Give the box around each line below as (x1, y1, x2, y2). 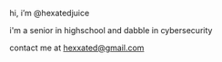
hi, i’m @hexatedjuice (9, 8, 90, 18)
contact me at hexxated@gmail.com (9, 42, 145, 53)
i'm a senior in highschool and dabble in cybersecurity (9, 25, 213, 35)
